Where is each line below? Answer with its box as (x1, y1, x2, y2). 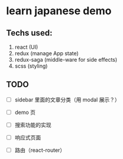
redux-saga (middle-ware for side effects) (14, 56, 118, 63)
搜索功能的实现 (14, 121, 51, 128)
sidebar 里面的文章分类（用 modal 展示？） (14, 96, 120, 103)
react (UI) (14, 43, 38, 50)
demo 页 (14, 109, 36, 116)
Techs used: (6, 28, 53, 38)
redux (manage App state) (14, 50, 79, 57)
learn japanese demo (6, 4, 112, 18)
